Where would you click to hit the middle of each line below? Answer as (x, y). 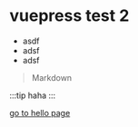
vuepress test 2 (69, 16)
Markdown (52, 77)
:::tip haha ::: (33, 95)
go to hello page (40, 112)
